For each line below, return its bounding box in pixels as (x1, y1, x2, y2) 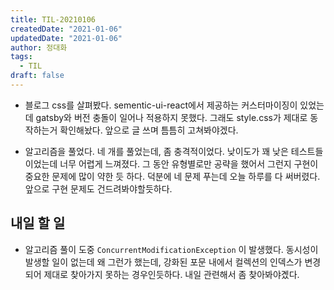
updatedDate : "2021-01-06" (10, 33, 123, 43)
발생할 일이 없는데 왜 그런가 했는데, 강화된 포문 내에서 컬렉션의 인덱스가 (24, 256, 303, 268)
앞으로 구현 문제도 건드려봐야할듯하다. (24, 182, 173, 195)
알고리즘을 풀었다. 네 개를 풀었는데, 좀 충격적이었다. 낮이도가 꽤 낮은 (24, 145, 289, 157)
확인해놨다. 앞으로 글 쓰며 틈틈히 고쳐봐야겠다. (59, 124, 239, 136)
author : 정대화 (10, 42, 68, 53)
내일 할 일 (10, 215, 66, 232)
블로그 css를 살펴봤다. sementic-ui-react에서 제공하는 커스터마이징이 (24, 99, 298, 111)
